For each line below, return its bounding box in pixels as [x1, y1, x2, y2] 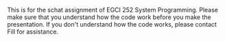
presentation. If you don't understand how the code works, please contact [7, 20, 217, 28]
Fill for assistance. [7, 27, 59, 36]
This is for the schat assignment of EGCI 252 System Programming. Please [7, 6, 218, 14]
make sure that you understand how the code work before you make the [7, 13, 211, 21]
